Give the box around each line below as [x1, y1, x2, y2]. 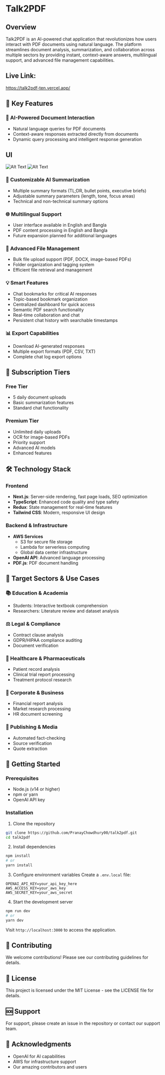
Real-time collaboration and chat [12, 312, 80, 318]
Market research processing [12, 706, 71, 712]
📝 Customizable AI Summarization [5, 176, 90, 183]
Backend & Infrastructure [5, 522, 68, 529]
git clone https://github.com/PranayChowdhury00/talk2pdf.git [5, 830, 137, 835]
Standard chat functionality [12, 405, 69, 411]
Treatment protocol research [12, 677, 72, 683]
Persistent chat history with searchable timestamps [12, 317, 118, 323]
